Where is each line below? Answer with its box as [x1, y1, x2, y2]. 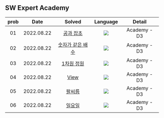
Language [94, 18, 118, 25]
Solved [64, 18, 82, 25]
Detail [132, 18, 147, 25]
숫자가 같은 [58, 41, 82, 48]
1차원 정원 [61, 60, 84, 67]
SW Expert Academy [5, 4, 69, 12]
